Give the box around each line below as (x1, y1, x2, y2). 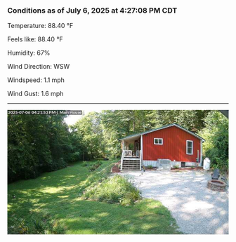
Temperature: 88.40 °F (7, 22, 74, 30)
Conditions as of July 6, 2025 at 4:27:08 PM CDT (7, 6, 178, 15)
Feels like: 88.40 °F (7, 35, 63, 43)
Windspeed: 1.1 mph (7, 76, 65, 84)
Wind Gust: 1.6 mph (7, 90, 64, 98)
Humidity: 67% (7, 48, 51, 58)
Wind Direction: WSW (7, 62, 70, 71)
